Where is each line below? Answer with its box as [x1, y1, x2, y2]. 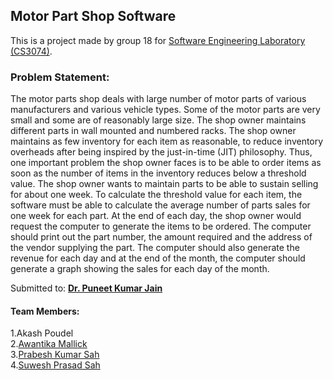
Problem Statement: [10, 70, 110, 84]
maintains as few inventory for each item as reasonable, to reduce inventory [10, 135, 324, 148]
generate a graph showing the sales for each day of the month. [10, 263, 270, 275]
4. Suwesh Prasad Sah [10, 359, 101, 371]
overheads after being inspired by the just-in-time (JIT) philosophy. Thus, [10, 146, 313, 158]
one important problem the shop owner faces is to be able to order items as [10, 157, 322, 169]
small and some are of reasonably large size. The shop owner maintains [10, 114, 307, 126]
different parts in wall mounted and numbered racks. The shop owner [10, 125, 297, 137]
